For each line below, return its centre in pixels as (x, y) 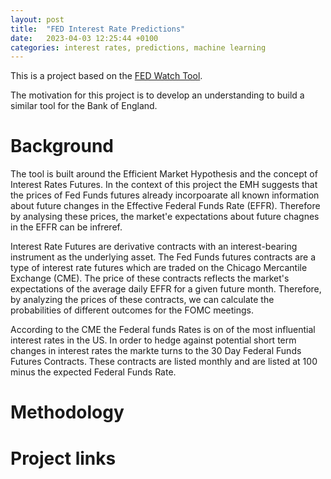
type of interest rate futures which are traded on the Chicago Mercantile (159, 268)
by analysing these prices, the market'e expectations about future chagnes (165, 217)
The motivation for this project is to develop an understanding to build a (157, 95)
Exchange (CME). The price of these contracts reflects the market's (150, 278)
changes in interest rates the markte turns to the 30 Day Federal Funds (156, 351)
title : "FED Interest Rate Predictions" (98, 29)
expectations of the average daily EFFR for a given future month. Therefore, (166, 289)
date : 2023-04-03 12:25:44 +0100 (84, 38)
